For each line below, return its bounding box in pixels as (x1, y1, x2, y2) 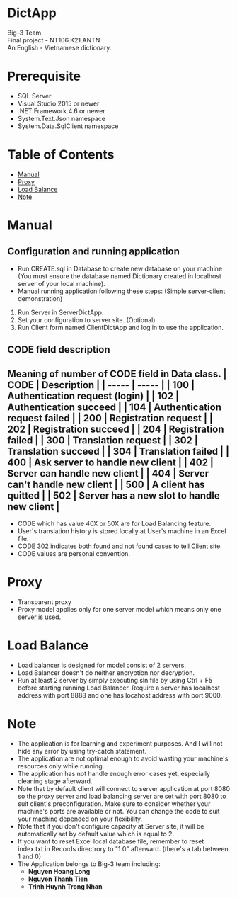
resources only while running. (17, 761, 105, 770)
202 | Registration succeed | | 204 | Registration (7, 423, 224, 435)
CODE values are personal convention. (17, 550, 131, 558)
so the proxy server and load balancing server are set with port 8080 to (17, 792, 226, 800)
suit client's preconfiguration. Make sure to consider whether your (17, 799, 211, 808)
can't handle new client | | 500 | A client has (7, 478, 205, 490)
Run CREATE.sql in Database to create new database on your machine (17, 264, 223, 273)
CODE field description (7, 343, 111, 356)
